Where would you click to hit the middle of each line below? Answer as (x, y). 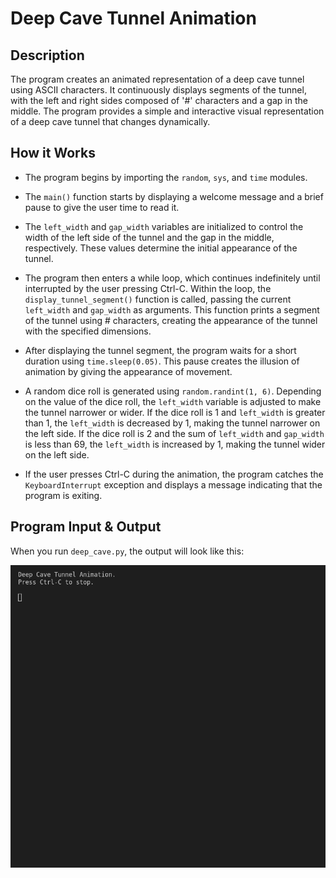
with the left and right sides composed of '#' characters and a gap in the (159, 100)
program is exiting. (63, 495)
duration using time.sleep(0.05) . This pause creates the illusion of (162, 361)
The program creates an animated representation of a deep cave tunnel (157, 79)
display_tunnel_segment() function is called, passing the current (158, 299)
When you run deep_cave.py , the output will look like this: (127, 551)
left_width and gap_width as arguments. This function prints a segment (172, 309)
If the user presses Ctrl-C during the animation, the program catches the (174, 474)
